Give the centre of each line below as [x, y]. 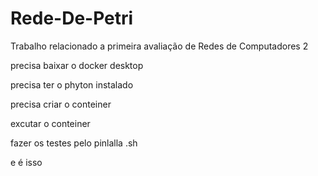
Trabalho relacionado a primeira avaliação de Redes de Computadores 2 [159, 46]
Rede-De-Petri [72, 18]
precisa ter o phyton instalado [72, 84]
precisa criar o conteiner [61, 104]
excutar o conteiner [50, 123]
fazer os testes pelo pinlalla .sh [74, 143]
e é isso [26, 162]
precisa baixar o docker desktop [77, 65]
